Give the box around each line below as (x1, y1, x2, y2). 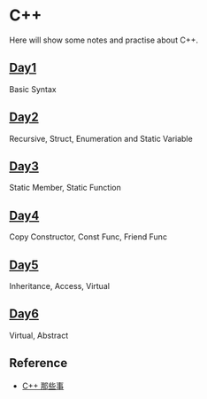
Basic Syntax (9, 83, 57, 94)
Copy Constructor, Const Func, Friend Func (9, 231, 168, 242)
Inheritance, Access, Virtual (9, 281, 111, 291)
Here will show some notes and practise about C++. (9, 35, 199, 45)
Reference (9, 356, 68, 371)
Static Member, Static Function (9, 183, 121, 193)
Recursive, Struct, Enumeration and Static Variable (9, 133, 193, 144)
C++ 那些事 (21, 380, 65, 391)
